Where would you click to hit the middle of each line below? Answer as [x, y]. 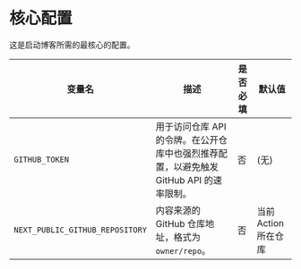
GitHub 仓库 [181, 223]
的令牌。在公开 [187, 139]
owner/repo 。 [183, 250]
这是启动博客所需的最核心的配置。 [72, 45]
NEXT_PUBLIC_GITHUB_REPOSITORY [81, 230]
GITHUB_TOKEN [42, 159]
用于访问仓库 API [191, 126]
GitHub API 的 [184, 180]
